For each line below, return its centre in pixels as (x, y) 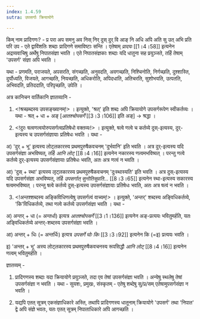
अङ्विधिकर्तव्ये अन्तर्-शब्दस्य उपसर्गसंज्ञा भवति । (52, 222)
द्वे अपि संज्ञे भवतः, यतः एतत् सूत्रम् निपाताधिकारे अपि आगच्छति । (74, 309)
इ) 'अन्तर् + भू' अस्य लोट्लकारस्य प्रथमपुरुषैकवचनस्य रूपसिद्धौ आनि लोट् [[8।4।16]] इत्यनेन (96, 246)
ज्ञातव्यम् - (16, 265)
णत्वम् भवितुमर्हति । (24, 253)
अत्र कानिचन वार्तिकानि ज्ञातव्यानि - (39, 97)
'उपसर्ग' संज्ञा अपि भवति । (31, 60)
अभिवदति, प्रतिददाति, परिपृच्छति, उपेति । (44, 85)
